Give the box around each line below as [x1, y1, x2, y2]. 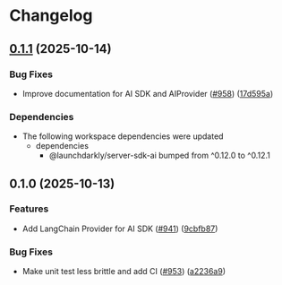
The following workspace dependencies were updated [21, 131, 224, 142]
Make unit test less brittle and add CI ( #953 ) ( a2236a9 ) [21, 266, 226, 277]
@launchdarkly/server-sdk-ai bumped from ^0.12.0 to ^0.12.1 [48, 150, 270, 161]
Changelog [9, 5, 93, 26]
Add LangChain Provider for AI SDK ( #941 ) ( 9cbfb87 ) [21, 223, 218, 234]
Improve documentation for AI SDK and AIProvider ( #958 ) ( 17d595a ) [21, 88, 274, 99]
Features [9, 203, 49, 215]
